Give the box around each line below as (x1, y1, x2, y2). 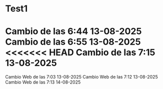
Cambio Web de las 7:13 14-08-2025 (5, 79, 81, 85)
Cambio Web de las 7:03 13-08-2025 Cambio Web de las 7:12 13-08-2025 (5, 74, 158, 80)
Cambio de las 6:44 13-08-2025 (5, 26, 142, 37)
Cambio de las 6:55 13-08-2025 (5, 36, 141, 48)
